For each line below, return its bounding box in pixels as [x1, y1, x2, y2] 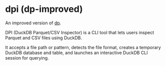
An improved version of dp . [5, 20, 61, 26]
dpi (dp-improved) [5, 3, 83, 15]
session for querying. [5, 55, 49, 61]
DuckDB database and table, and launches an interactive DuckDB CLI [5, 50, 148, 56]
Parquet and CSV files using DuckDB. [5, 35, 82, 41]
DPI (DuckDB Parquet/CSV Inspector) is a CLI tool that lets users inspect [5, 29, 154, 35]
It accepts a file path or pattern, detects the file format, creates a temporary [5, 44, 161, 50]
